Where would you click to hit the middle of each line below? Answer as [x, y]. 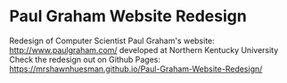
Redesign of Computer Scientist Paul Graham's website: [112, 41]
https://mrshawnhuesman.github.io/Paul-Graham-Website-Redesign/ [136, 69]
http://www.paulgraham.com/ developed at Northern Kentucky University [144, 49]
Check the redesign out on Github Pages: [85, 59]
